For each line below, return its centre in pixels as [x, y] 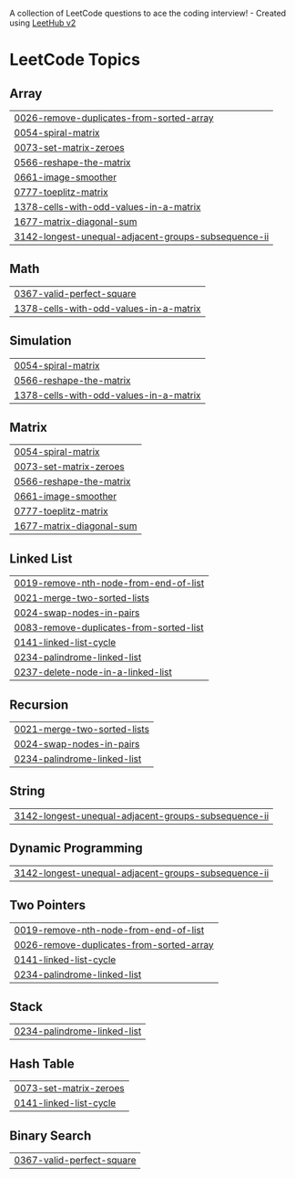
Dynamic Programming [76, 848]
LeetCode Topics [75, 60]
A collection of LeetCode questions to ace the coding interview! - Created [148, 13]
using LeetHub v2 [43, 23]
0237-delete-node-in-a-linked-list [93, 672]
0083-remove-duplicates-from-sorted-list [109, 627]
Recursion [39, 705]
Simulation [41, 341]
